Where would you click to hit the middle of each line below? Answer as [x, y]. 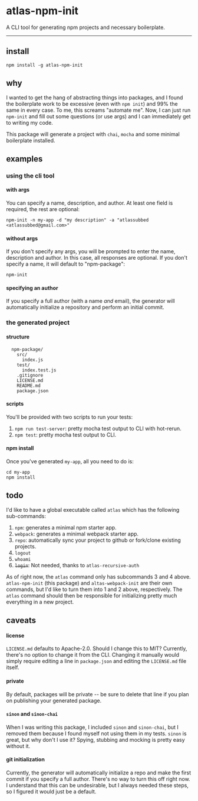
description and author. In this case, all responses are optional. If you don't [97, 258]
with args [18, 190]
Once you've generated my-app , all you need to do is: [70, 461]
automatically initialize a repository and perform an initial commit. [85, 307]
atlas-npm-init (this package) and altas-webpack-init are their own [89, 583]
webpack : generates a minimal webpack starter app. [77, 534]
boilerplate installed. [31, 140]
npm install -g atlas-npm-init [44, 65]
